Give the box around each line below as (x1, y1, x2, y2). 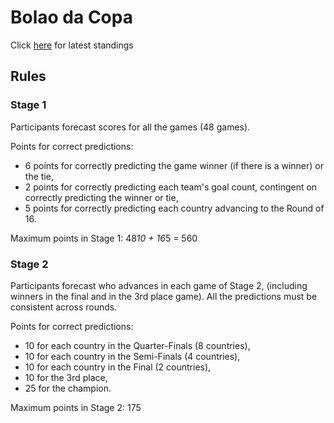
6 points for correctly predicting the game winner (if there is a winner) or (24, 159, 324, 171)
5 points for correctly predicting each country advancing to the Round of (24, 202, 325, 214)
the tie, (24, 170, 54, 182)
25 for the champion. (24, 382, 112, 394)
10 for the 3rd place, (24, 371, 108, 383)
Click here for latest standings (10, 39, 134, 51)
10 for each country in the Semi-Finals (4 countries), (24, 350, 241, 362)
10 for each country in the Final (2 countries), (24, 361, 212, 373)
